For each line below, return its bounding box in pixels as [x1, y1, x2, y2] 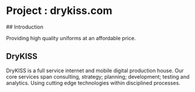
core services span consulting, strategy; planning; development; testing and [6, 73, 190, 80]
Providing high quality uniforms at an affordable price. [6, 34, 136, 41]
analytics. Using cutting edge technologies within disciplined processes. [6, 79, 180, 86]
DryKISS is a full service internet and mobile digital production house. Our [6, 67, 184, 74]
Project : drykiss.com [6, 4, 112, 17]
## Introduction [6, 23, 44, 30]
